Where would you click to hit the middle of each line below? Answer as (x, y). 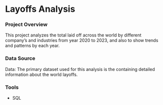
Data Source (20, 59)
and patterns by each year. (33, 46)
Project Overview (26, 25)
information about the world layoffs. (41, 74)
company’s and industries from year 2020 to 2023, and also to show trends (82, 40)
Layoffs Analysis (40, 9)
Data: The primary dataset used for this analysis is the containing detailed (80, 69)
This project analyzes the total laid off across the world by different (73, 35)
